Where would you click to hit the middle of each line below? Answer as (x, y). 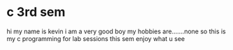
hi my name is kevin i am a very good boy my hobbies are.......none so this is (116, 31)
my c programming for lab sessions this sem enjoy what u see (96, 38)
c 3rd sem (36, 12)
